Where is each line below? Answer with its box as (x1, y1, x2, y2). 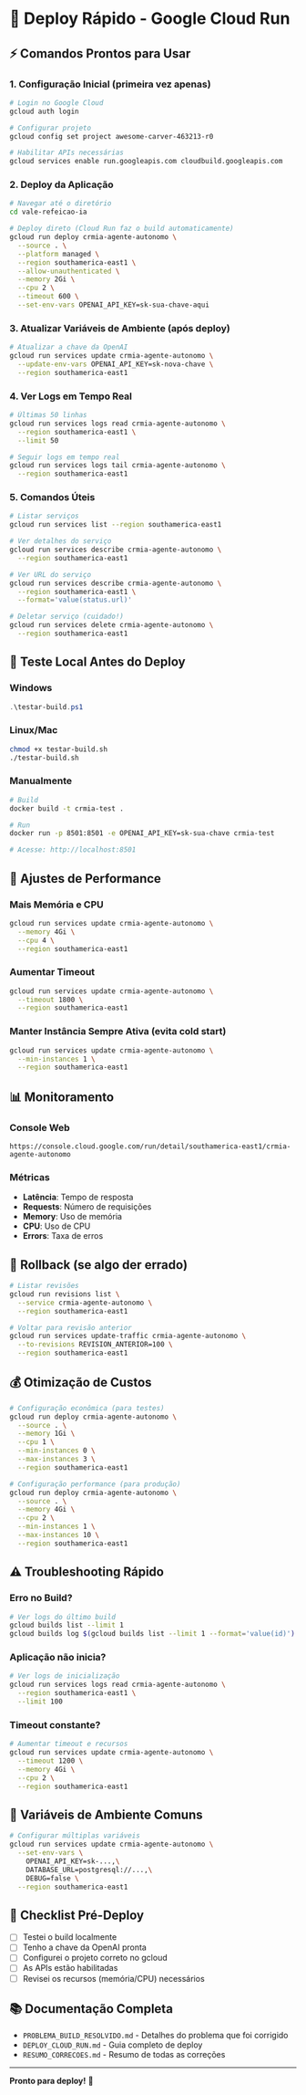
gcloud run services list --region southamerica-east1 (9, 520, 222, 529)
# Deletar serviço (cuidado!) (9, 612, 125, 622)
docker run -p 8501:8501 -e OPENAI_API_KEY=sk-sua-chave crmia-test (9, 829, 275, 838)
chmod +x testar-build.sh (9, 744, 107, 754)
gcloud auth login (9, 107, 79, 116)
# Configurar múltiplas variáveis (9, 1831, 141, 1840)
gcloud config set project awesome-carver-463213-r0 (9, 131, 214, 141)
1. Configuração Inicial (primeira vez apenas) (9, 78, 211, 90)
